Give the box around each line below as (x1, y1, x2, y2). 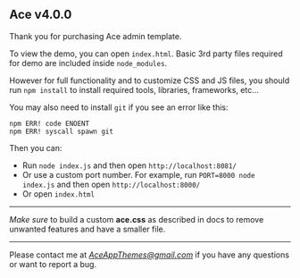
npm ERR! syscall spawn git (9, 127, 114, 136)
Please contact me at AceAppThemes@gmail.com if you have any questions (9, 249, 290, 260)
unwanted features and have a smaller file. (9, 223, 166, 234)
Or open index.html (21, 188, 96, 199)
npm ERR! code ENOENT (9, 119, 90, 128)
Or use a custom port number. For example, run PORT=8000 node (21, 169, 255, 180)
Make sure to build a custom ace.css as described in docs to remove (9, 214, 264, 224)
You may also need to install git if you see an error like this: (9, 102, 229, 113)
